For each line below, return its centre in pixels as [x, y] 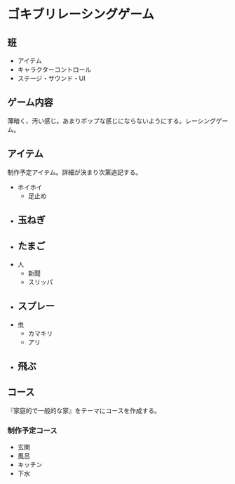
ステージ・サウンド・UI [51, 78]
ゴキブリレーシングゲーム [81, 14]
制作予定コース [32, 431]
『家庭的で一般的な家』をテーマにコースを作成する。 [84, 410]
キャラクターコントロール [54, 70]
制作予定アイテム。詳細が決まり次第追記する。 [75, 172]
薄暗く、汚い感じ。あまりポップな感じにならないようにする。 [96, 121]
